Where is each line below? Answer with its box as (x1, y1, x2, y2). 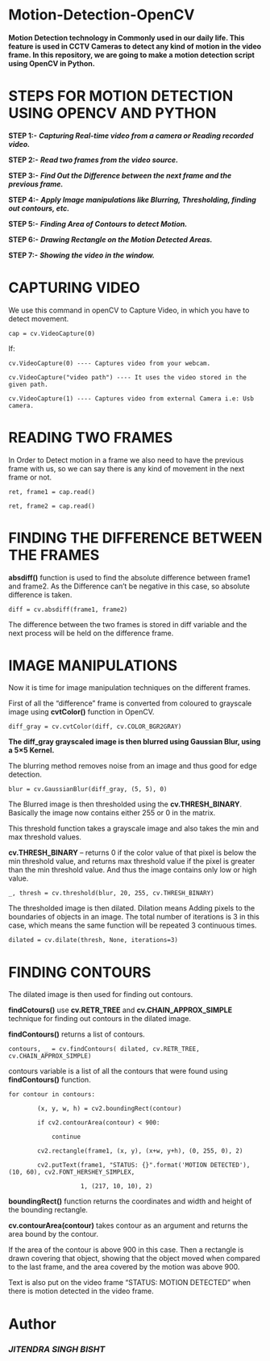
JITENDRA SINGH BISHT (8, 1343, 106, 1355)
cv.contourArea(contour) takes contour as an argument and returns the (8, 1221, 248, 1230)
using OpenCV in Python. (8, 58, 95, 68)
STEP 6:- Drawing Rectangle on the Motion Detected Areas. (8, 234, 213, 244)
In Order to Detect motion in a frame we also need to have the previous (8, 454, 244, 465)
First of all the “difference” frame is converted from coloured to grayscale (8, 698, 252, 708)
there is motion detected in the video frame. (8, 1286, 155, 1296)
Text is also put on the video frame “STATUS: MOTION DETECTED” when (8, 1278, 251, 1288)
